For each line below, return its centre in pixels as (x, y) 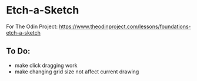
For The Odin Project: (32, 26)
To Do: (18, 51)
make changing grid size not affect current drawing (77, 72)
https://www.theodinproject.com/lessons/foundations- (125, 26)
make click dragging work (46, 65)
